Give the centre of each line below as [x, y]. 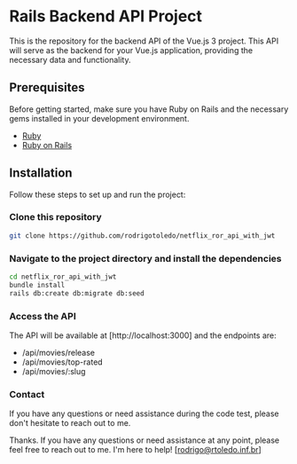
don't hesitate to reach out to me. [70, 423]
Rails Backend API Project [106, 16]
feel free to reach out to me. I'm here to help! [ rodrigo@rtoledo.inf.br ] [135, 450]
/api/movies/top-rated [63, 362]
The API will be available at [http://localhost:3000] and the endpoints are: [143, 335]
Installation [41, 173]
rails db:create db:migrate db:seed [77, 293]
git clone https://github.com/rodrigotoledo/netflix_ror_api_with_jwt [142, 236]
